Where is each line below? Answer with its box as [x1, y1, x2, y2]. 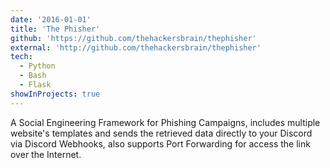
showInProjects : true [10, 89, 101, 99]
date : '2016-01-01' [10, 14, 92, 25]
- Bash [19, 71, 47, 81]
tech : [10, 52, 33, 62]
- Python [19, 61, 56, 71]
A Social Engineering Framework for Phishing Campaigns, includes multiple [10, 116, 321, 128]
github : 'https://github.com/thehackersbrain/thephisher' [10, 33, 257, 43]
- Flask [19, 80, 52, 90]
